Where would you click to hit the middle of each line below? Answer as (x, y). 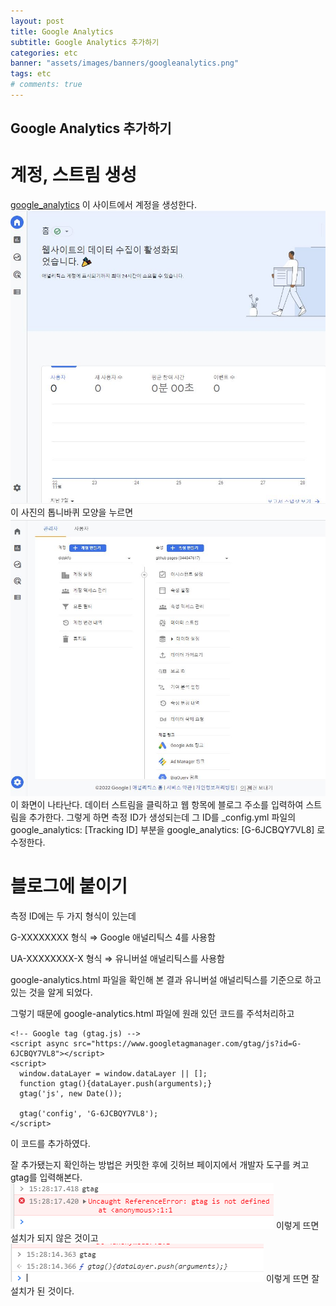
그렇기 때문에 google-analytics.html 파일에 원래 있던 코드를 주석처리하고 (152, 1014)
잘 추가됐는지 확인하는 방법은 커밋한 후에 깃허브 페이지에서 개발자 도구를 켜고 (160, 1165)
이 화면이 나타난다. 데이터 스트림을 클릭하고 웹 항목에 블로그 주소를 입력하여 (157, 805)
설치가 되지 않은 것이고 (54, 1238)
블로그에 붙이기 (69, 886)
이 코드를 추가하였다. (50, 1144)
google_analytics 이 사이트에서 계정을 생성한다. (104, 205)
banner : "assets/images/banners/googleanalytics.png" (125, 63)
